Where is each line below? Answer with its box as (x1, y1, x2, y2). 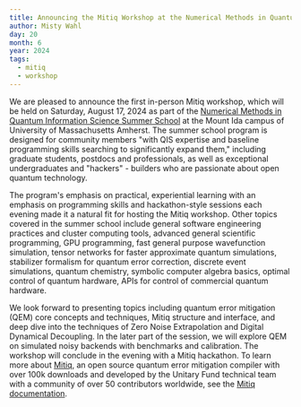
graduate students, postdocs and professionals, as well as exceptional (9, 153, 269, 164)
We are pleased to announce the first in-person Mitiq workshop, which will (9, 96, 285, 107)
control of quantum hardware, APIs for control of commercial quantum (9, 275, 269, 286)
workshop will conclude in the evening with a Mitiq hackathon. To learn (9, 350, 271, 360)
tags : (9, 55, 30, 64)
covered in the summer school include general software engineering (9, 218, 262, 229)
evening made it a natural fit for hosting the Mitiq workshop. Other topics (9, 208, 278, 220)
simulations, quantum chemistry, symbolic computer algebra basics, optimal (9, 265, 290, 276)
